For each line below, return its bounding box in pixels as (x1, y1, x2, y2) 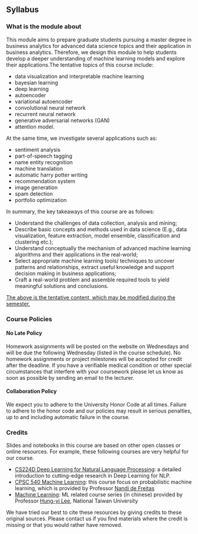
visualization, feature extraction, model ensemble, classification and (14, 232, 180, 239)
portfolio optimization (14, 196, 67, 203)
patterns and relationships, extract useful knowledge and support (14, 263, 174, 270)
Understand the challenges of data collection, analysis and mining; (14, 219, 177, 226)
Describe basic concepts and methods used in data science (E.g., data (14, 225, 187, 233)
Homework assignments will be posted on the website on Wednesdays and (6, 343, 189, 350)
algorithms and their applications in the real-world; (14, 251, 138, 258)
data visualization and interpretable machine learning (14, 72, 144, 79)
